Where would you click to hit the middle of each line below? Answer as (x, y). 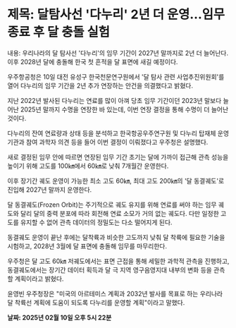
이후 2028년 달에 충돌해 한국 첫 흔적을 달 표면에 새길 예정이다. (93, 61)
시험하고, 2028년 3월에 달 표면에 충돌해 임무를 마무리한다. (87, 246)
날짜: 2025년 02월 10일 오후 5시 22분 (60, 317)
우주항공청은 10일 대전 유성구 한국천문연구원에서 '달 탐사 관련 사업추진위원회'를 (116, 77)
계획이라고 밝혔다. (39, 279)
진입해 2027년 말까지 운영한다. (50, 189)
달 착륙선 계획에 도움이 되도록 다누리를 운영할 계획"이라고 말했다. (96, 302)
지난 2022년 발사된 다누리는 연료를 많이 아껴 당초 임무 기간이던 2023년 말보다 (114, 100)
